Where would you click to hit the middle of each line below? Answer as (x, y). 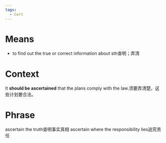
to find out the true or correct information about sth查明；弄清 (76, 53)
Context (22, 74)
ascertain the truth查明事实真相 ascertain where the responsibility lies (77, 130)
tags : (11, 10)
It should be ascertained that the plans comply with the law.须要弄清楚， (80, 88)
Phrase (20, 115)
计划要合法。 (22, 95)
